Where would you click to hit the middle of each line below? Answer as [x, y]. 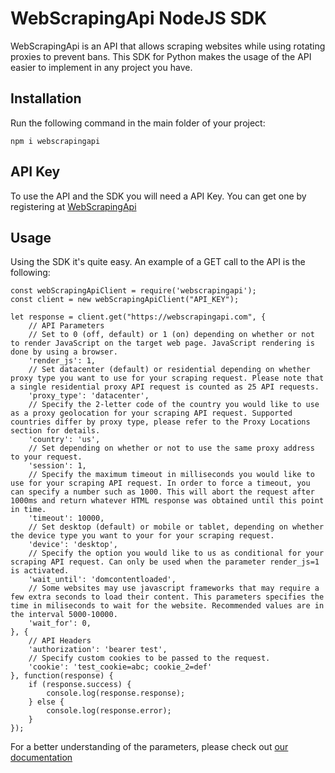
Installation [46, 98]
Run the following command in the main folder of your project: [138, 123]
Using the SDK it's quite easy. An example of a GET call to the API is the [158, 262]
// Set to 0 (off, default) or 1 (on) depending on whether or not [171, 335]
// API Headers [60, 641]
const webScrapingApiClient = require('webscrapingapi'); [133, 291]
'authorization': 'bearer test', [98, 650]
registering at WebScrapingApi [73, 206]
